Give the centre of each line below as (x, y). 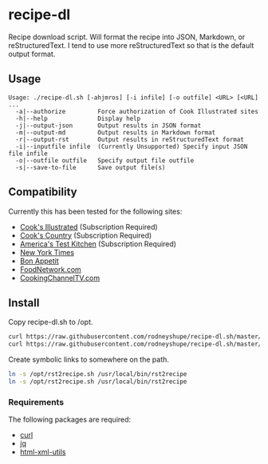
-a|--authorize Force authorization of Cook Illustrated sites (137, 111)
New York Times (47, 252)
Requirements (36, 402)
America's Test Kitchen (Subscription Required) (98, 244)
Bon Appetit (39, 261)
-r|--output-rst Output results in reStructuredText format (130, 139)
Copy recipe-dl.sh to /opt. (51, 322)
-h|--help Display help (78, 118)
